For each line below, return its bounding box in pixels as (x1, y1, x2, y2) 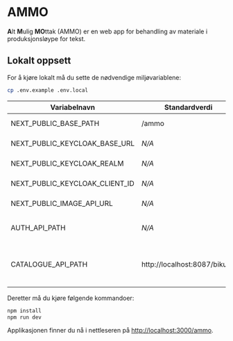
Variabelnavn (50, 102, 96, 112)
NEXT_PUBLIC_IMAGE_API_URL (10, 198, 113, 208)
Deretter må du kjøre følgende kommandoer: (7, 294, 135, 302)
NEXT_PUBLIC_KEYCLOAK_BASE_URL (10, 138, 135, 148)
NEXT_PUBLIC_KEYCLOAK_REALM (10, 158, 124, 168)
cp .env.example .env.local (7, 86, 89, 94)
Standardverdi (164, 102, 213, 112)
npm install (7, 307, 42, 314)
